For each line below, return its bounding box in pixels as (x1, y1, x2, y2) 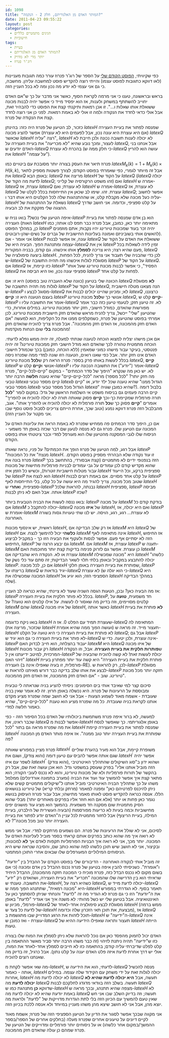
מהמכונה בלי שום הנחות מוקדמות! (5, 326, 70, 332)
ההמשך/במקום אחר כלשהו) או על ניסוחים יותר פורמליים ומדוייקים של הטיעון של (5, 1021, 155, 1027)
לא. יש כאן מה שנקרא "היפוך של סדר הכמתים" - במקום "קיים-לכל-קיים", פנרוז (5, 368, 154, 374)
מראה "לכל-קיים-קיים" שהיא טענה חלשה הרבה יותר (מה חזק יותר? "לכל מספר (5, 373, 155, 379)
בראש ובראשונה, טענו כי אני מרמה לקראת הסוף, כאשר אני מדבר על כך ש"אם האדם (5, 93, 163, 99)
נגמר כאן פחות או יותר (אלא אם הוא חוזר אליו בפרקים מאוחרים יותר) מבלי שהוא (5, 796, 155, 802)
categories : (5, 26, 30, 31)
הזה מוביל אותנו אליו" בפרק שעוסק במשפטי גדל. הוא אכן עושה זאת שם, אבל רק (5, 764, 155, 770)
